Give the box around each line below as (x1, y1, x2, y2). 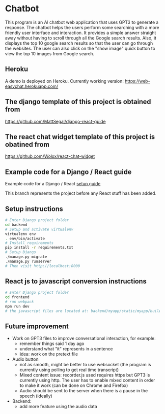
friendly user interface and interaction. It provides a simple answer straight (5, 30, 156, 35)
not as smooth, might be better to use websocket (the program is (19, 361, 151, 367)
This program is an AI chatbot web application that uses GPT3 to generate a (5, 19, 159, 25)
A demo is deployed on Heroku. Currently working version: (5, 78, 124, 84)
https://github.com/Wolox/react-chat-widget (5, 153, 95, 159)
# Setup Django (5, 250, 36, 255)
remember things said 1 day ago (19, 341, 84, 346)
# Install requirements (5, 241, 54, 245)
